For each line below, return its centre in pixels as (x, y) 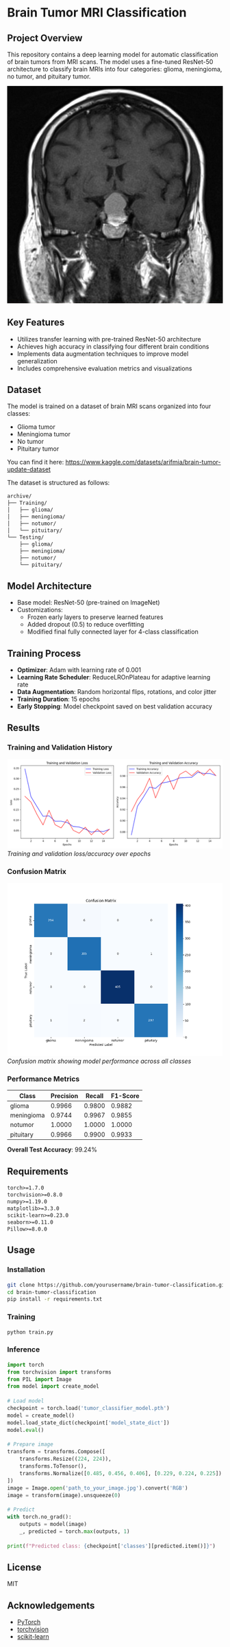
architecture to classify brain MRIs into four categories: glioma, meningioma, (115, 69)
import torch (26, 1365)
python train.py (30, 1332)
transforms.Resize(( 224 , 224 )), (65, 1459)
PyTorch (29, 1622)
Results (24, 728)
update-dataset (29, 469)
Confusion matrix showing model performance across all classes (99, 1061)
